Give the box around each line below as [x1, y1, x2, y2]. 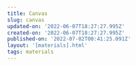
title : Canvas [7, 10, 48, 17]
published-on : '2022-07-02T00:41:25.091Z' [7, 36, 131, 43]
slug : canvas [7, 16, 45, 23]
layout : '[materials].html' [7, 42, 88, 49]
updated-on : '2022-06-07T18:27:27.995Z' [7, 23, 126, 30]
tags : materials [7, 49, 54, 56]
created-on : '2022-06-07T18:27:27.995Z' [7, 29, 126, 36]
